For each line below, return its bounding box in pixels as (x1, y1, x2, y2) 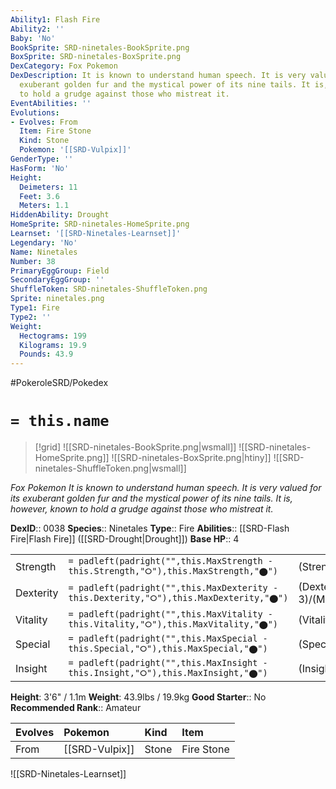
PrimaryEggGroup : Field (10, 266, 110, 276)
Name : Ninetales (10, 247, 78, 257)
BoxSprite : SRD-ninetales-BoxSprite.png (10, 52, 182, 62)
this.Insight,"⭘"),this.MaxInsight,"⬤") (68, 667, 268, 679)
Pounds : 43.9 (19, 349, 74, 360)
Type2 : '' (10, 312, 52, 322)
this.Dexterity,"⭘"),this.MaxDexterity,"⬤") (68, 592, 289, 603)
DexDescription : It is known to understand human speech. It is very (10, 71, 307, 81)
